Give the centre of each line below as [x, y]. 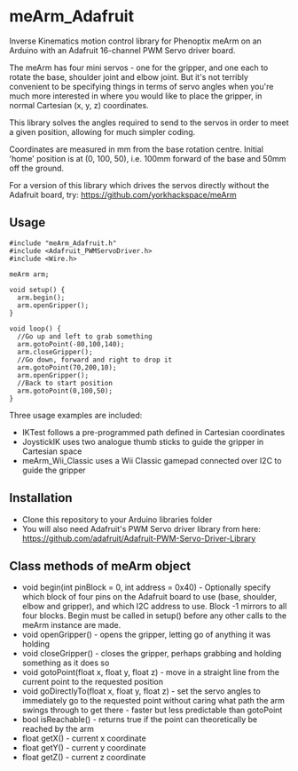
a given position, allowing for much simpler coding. [102, 131]
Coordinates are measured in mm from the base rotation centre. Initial [137, 149]
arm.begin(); [41, 298]
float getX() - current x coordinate [84, 738]
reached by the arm [58, 729]
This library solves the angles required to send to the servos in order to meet [149, 123]
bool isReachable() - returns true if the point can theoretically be [140, 719]
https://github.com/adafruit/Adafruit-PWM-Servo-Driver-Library [139, 538]
